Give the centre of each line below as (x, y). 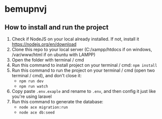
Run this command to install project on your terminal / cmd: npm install (84, 65)
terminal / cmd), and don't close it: (47, 75)
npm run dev (31, 81)
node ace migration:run (44, 107)
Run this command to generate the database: (58, 102)
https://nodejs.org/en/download (44, 44)
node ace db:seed (37, 113)
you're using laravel (32, 96)
